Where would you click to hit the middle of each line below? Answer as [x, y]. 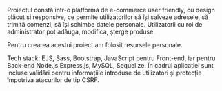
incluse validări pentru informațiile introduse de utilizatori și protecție [104, 73]
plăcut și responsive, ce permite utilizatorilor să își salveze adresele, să [108, 17]
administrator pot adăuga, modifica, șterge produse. [81, 31]
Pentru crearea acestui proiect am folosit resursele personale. [95, 45]
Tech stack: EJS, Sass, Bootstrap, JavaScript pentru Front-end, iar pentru [111, 58]
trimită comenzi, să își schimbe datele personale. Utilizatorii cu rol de [105, 24]
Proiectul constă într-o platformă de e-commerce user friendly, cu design [111, 10]
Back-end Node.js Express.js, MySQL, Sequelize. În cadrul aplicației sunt [110, 65]
